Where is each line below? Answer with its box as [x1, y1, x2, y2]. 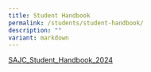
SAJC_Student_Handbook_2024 [8, 55, 114, 65]
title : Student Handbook [8, 11, 91, 20]
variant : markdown [8, 33, 69, 42]
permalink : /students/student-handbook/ [8, 19, 145, 27]
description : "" [8, 26, 62, 34]
